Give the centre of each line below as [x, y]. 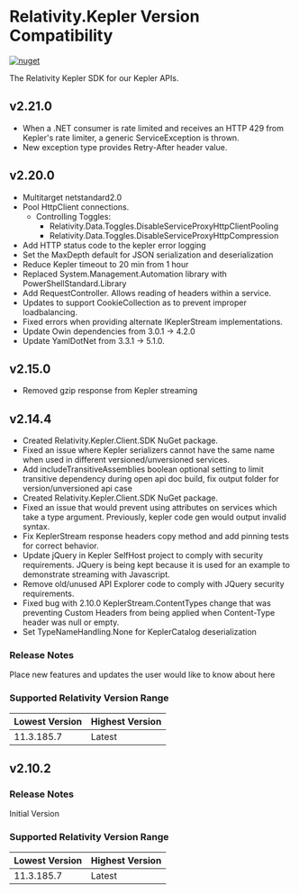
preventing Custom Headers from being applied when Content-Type [149, 613]
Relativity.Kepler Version [104, 17]
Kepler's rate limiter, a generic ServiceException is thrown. [131, 138]
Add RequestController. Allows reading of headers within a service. [147, 293]
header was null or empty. [71, 622]
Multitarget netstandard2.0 [72, 197]
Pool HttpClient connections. [76, 207]
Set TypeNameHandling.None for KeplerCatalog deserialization [139, 632]
